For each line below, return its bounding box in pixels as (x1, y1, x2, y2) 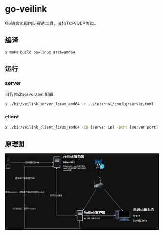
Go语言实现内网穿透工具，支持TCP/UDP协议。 (5, 20, 99, 26)
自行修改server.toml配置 (5, 92, 54, 97)
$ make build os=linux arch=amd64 (5, 50, 76, 55)
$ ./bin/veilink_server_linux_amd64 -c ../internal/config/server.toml (5, 102, 154, 107)
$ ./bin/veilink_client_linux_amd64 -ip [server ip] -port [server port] (5, 125, 159, 130)
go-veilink (5, 3, 47, 15)
